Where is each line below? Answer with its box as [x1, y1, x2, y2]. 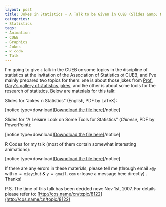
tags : [5, 26, 16, 31]
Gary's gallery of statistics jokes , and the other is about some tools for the [5, 83, 156, 89]
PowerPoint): [5, 122, 32, 128]
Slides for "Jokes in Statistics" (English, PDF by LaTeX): [5, 98, 117, 103]
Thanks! [5, 176, 22, 182]
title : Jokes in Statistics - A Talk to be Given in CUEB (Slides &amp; [5, 12, 158, 17]
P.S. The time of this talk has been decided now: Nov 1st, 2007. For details [5, 186, 156, 192]
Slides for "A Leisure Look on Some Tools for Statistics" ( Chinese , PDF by [5, 117, 155, 123]
